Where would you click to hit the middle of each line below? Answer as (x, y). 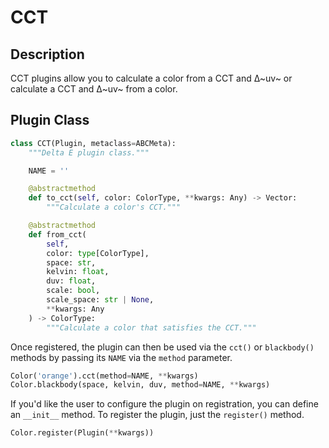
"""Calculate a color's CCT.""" (114, 207)
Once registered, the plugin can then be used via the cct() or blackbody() (162, 347)
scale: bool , (73, 291)
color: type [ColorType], (98, 253)
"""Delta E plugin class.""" (89, 152)
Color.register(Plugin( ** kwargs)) (82, 433)
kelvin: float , (78, 272)
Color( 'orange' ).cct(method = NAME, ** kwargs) (104, 376)
